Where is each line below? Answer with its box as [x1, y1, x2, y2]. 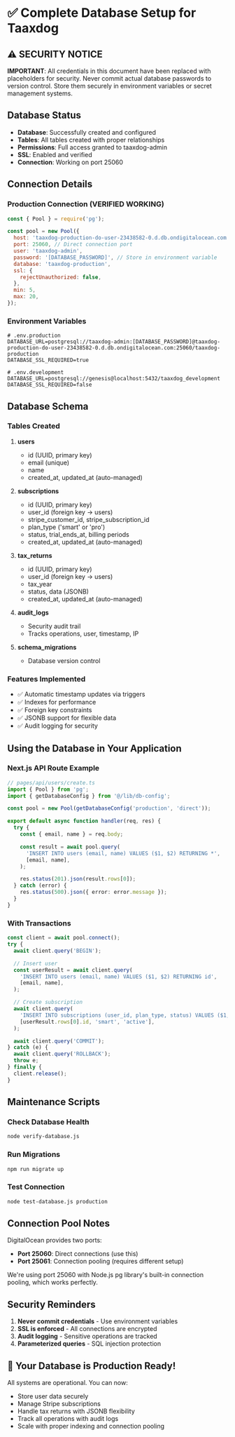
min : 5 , [13, 286, 36, 294]
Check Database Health [7, 1117, 90, 1127]
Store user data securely [17, 1391, 89, 1401]
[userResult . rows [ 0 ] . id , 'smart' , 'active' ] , [20, 1018, 155, 1025]
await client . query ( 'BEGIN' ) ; [13, 947, 101, 954]
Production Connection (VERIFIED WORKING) [7, 199, 164, 209]
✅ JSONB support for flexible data [17, 714, 117, 722]
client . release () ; [13, 1070, 68, 1077]
